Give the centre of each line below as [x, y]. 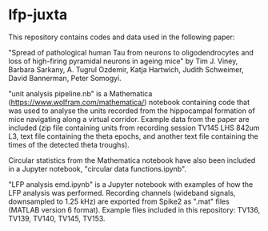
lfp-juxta [38, 15]
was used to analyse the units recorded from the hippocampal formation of [132, 111]
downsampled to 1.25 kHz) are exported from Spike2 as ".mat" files [119, 201]
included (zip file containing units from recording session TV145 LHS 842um [134, 128]
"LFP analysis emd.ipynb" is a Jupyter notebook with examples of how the [131, 184]
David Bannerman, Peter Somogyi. [65, 78]
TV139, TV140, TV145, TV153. [57, 218]
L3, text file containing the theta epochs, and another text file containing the [133, 136]
